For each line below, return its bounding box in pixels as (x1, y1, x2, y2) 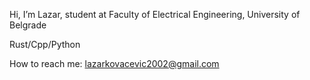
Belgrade (9, 19, 47, 31)
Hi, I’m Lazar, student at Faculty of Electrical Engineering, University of (9, 9, 301, 20)
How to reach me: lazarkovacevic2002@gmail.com (9, 58, 220, 69)
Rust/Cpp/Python (9, 39, 81, 50)
